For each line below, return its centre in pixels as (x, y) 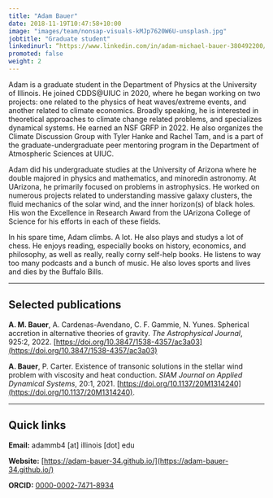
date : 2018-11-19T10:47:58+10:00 (65, 24)
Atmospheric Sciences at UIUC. (61, 153)
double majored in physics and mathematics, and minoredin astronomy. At (132, 178)
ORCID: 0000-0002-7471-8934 (61, 485)
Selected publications (65, 305)
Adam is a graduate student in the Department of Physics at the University (133, 84)
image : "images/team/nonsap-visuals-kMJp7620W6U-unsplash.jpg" (118, 31)
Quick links (37, 425)
